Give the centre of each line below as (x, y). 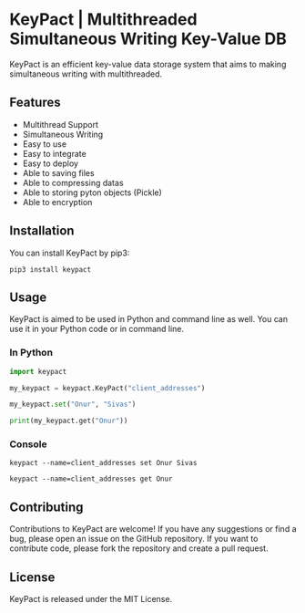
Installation (42, 231)
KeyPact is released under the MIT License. (91, 599)
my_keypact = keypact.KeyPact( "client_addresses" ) (107, 388)
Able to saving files (58, 172)
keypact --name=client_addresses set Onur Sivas (103, 463)
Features (35, 103)
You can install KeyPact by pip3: (70, 253)
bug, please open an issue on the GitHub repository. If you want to (134, 539)
